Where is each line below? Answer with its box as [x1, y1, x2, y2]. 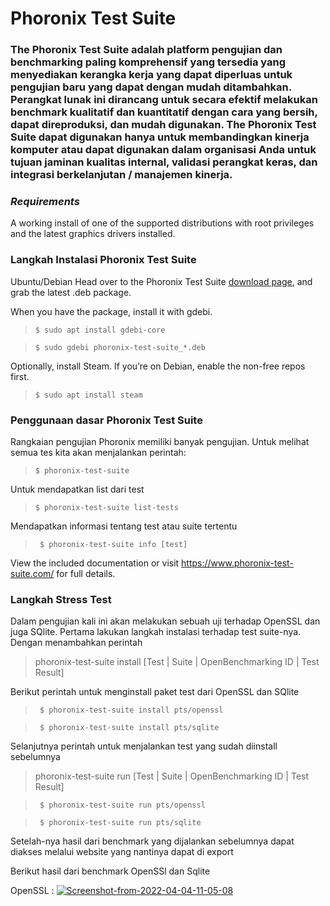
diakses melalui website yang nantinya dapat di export [10, 846, 234, 858]
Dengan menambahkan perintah [10, 637, 143, 649]
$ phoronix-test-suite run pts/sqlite [39, 818, 202, 828]
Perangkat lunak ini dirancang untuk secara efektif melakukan [10, 93, 318, 107]
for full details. [56, 568, 116, 579]
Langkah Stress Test [10, 592, 112, 606]
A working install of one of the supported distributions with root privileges [10, 217, 315, 229]
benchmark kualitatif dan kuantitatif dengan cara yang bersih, [10, 105, 318, 119]
